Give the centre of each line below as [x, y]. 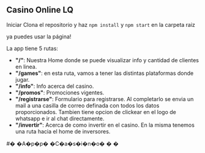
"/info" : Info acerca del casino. [54, 86]
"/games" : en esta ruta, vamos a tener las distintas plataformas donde [104, 73]
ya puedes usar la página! [39, 37]
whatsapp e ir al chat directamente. [60, 118]
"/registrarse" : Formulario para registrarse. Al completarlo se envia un [104, 99]
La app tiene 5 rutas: [32, 48]
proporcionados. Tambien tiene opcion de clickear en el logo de [95, 112]
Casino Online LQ [40, 10]
